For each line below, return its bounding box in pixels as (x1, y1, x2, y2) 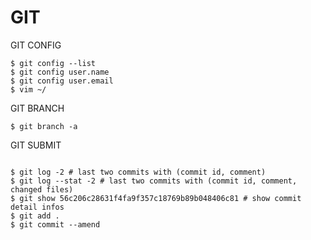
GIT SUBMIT (10, 139, 62, 151)
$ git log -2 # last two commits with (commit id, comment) (10, 167, 267, 177)
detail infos (10, 202, 65, 212)
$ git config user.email (10, 76, 114, 86)
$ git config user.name (10, 67, 110, 77)
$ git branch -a (10, 121, 78, 131)
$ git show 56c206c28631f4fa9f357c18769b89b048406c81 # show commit (10, 193, 302, 203)
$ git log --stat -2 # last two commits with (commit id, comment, (10, 176, 298, 186)
